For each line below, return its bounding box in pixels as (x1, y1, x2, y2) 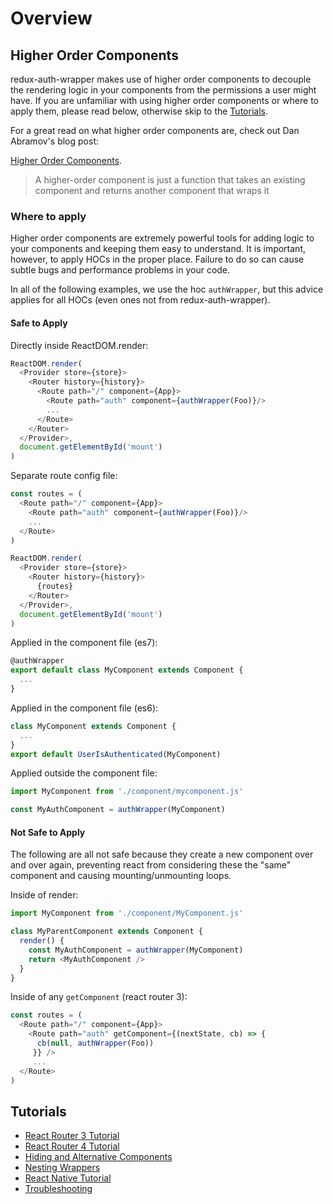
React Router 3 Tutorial (24, 1130, 120, 1142)
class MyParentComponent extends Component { (10, 927, 203, 937)
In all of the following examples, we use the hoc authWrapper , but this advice (10, 283, 324, 296)
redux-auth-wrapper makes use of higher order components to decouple (10, 73, 312, 85)
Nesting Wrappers (24, 1162, 101, 1174)
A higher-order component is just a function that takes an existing (34, 174, 306, 186)
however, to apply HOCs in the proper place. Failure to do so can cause (10, 253, 305, 266)
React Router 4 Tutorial (24, 1140, 120, 1152)
